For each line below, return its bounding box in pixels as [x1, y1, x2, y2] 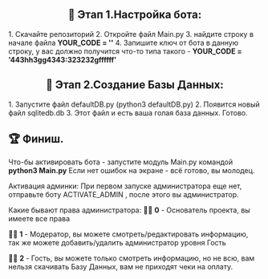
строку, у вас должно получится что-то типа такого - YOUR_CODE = [8, 46, 242, 56]
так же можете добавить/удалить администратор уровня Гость [8, 238, 226, 248]
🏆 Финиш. [8, 132, 64, 146]
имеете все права [8, 214, 71, 224]
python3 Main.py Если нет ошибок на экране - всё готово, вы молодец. [8, 166, 255, 176]
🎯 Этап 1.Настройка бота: [67, 8, 202, 22]
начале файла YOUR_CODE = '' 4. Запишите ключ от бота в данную [8, 38, 239, 47]
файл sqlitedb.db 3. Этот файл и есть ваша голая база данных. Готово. [8, 107, 249, 117]
